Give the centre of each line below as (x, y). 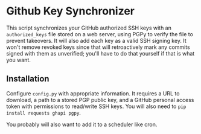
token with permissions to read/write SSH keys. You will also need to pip (96, 106)
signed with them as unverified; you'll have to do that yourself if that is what (101, 53)
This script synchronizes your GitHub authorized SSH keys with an (89, 28)
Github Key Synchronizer (70, 11)
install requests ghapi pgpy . (44, 112)
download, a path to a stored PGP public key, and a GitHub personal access (100, 100)
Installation (28, 79)
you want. (19, 60)
